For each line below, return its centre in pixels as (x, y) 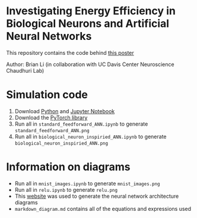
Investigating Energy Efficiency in (91, 11)
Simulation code (47, 95)
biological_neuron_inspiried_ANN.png (61, 143)
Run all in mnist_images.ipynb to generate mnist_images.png (87, 183)
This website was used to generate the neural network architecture (97, 196)
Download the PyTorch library (51, 117)
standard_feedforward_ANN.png (52, 130)
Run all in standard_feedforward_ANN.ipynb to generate (81, 124)
